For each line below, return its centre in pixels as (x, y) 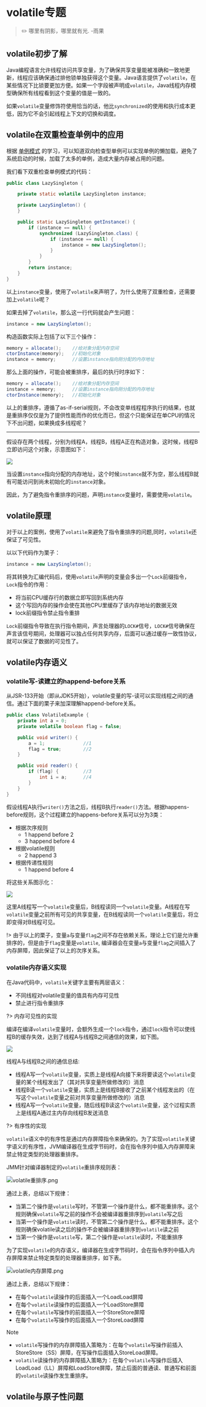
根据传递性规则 (34, 862)
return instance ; (50, 268)
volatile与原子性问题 (45, 1397)
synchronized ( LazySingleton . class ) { (89, 233)
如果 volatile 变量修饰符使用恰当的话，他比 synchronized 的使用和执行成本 (98, 106)
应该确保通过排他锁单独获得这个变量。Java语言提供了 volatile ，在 (112, 77)
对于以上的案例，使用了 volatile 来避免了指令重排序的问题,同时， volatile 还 (102, 532)
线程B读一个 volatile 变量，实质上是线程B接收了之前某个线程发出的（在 (105, 1090)
